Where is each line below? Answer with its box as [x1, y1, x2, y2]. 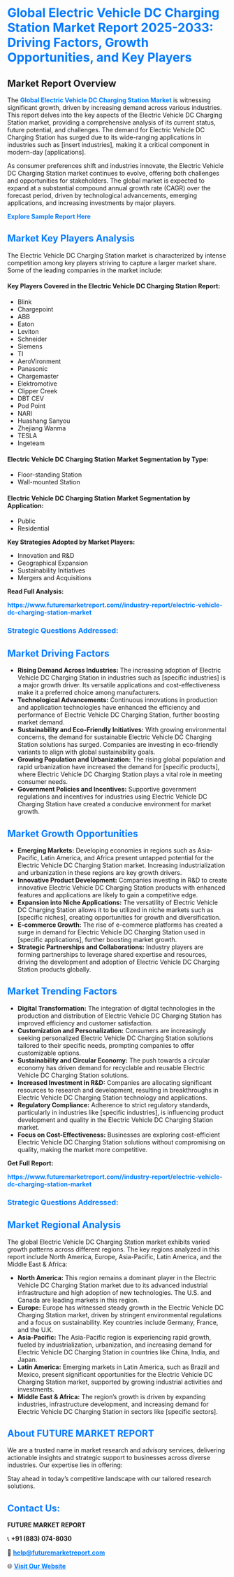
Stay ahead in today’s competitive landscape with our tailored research [7, 1475, 212, 1483]
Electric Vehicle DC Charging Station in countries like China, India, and [17, 1347, 220, 1356]
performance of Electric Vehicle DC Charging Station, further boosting [17, 710, 220, 719]
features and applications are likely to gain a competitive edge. [17, 890, 198, 899]
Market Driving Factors [7, 647, 110, 659]
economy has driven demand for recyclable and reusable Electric [17, 1063, 205, 1072]
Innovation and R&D [17, 552, 75, 560]
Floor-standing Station [17, 470, 82, 479]
